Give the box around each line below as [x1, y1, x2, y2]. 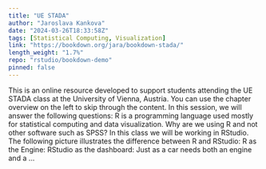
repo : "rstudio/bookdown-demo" [8, 57, 113, 65]
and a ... [8, 153, 35, 163]
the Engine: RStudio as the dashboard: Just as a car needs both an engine [8, 144, 252, 154]
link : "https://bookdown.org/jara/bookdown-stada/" [8, 41, 184, 49]
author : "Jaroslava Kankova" [8, 19, 105, 27]
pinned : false [8, 64, 56, 72]
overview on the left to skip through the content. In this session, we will [8, 102, 242, 112]
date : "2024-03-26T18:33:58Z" [8, 26, 109, 34]
